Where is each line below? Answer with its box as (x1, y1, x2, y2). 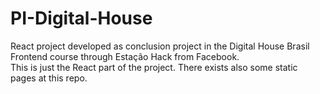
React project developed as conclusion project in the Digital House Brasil (10, 40, 310, 52)
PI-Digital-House (10, 7, 153, 30)
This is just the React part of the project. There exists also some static (10, 61, 298, 73)
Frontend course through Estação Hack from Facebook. (10, 50, 240, 62)
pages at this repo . (10, 72, 88, 84)
